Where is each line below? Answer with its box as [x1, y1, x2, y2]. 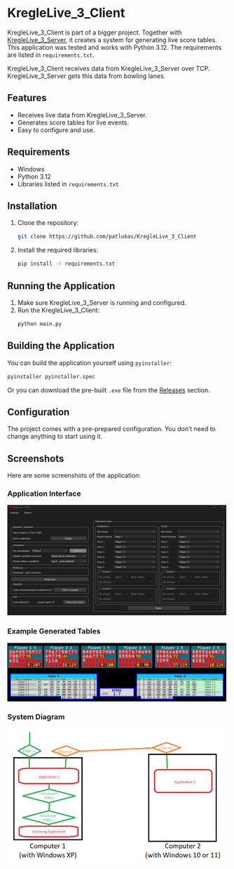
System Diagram [7, 712, 65, 722]
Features [7, 92, 47, 104]
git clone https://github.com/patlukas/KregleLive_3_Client [17, 233, 197, 240]
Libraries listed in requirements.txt [17, 179, 119, 188]
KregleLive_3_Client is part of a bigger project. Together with [7, 28, 182, 37]
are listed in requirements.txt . [7, 51, 95, 59]
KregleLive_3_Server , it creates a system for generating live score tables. [7, 35, 217, 44]
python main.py [17, 320, 62, 328]
